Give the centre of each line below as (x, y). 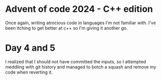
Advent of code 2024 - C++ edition (79, 9)
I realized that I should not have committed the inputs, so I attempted (76, 61)
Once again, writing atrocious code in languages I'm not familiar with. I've (80, 23)
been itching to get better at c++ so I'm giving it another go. (67, 28)
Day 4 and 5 (30, 48)
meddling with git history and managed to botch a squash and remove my (81, 67)
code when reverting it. (29, 72)
